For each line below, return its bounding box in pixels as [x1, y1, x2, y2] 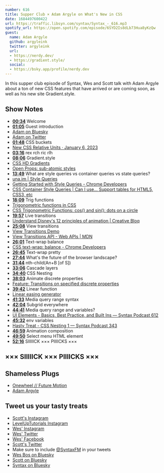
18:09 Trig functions [12, 197, 54, 203]
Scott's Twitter [12, 441, 42, 447]
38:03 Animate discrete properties [12, 275, 83, 281]
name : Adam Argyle [9, 35, 48, 40]
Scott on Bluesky [12, 457, 47, 463]
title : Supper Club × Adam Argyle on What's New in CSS [5, 12, 123, 17]
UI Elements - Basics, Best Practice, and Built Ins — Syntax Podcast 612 [12, 312, 159, 318]
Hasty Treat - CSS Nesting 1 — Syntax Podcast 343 [12, 323, 118, 328]
